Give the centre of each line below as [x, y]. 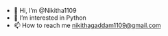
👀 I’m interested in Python [50, 18]
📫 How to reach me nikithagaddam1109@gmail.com [87, 25]
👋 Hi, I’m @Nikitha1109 [45, 11]
